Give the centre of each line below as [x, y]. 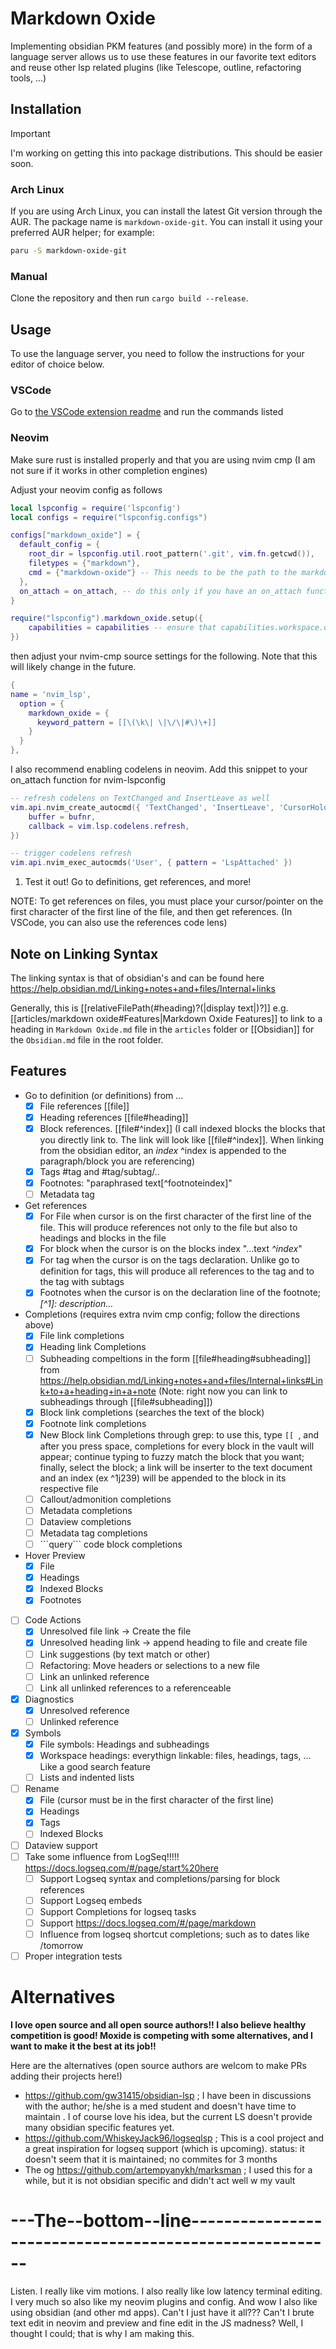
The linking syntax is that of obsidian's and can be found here [137, 978]
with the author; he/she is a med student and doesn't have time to [160, 2106]
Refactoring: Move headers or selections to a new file [150, 1665]
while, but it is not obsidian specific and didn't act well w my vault [160, 2180]
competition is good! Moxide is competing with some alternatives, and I [161, 2035]
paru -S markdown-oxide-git [69, 251]
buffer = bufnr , [62, 817]
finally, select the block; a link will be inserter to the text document [176, 1467]
